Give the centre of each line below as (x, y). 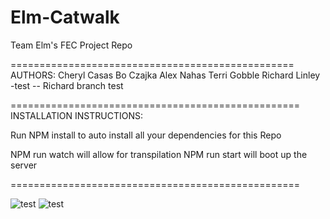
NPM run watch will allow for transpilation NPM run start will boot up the (159, 154)
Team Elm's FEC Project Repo (71, 45)
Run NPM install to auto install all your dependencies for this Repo (146, 135)
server (24, 165)
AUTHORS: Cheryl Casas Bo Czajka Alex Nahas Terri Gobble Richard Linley (165, 75)
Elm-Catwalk (65, 17)
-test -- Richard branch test (67, 85)
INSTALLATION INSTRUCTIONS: (76, 115)
